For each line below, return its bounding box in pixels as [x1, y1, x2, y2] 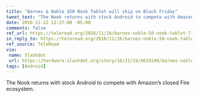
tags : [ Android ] [6, 63, 46, 69]
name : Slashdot [8, 52, 46, 58]
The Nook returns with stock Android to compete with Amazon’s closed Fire [6, 79, 190, 86]
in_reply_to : [6, 36, 38, 42]
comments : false [6, 25, 46, 31]
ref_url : [6, 31, 28, 36]
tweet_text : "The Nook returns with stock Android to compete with [6, 14, 176, 20]
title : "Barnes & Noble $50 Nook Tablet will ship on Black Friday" [6, 8, 178, 15]
